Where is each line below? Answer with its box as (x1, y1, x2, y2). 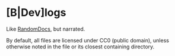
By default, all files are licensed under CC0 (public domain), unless (6, 37, 169, 44)
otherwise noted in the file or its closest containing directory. (6, 43, 155, 50)
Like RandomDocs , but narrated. (6, 25, 85, 32)
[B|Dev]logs (6, 6, 66, 19)
